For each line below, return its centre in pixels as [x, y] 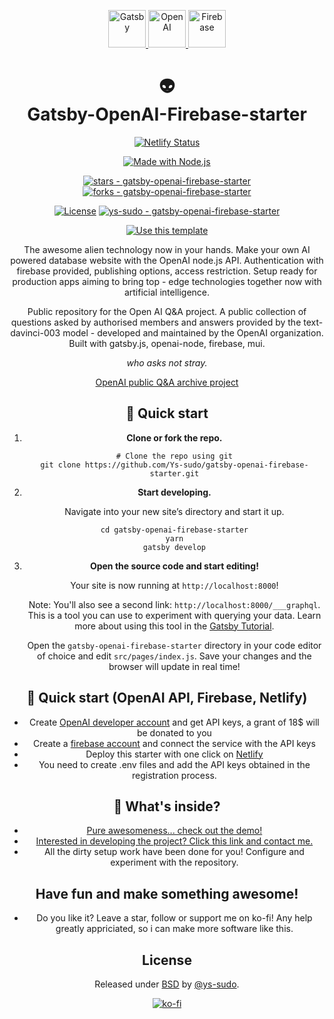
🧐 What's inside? [167, 806]
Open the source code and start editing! [174, 566]
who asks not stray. [167, 362]
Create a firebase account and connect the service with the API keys [174, 743]
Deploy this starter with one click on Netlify [174, 754]
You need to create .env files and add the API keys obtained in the [174, 764]
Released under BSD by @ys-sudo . [167, 984]
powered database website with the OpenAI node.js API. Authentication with [167, 260]
